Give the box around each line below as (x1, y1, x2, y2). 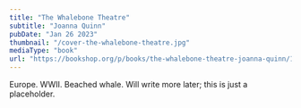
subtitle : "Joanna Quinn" (9, 21, 106, 30)
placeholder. (9, 88, 56, 99)
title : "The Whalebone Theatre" (9, 12, 130, 22)
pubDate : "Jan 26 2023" (9, 29, 99, 38)
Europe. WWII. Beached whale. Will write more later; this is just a (9, 79, 248, 89)
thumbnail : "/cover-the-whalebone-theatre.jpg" (9, 37, 191, 47)
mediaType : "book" (9, 46, 78, 55)
